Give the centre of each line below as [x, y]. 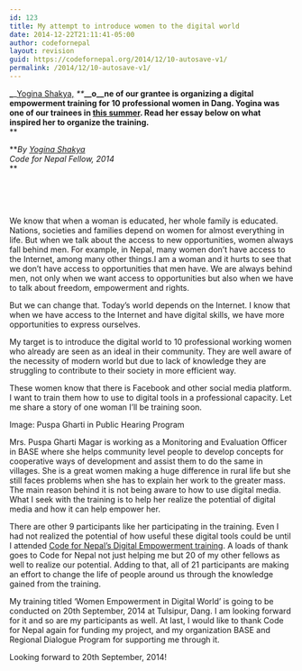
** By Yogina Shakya [47, 149]
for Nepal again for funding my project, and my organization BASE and [140, 630]
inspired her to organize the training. [79, 122]
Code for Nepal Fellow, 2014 [62, 159]
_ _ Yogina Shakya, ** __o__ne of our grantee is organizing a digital [132, 93]
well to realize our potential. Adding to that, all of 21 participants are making [149, 565]
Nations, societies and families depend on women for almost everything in [147, 230]
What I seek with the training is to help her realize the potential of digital [143, 499]
